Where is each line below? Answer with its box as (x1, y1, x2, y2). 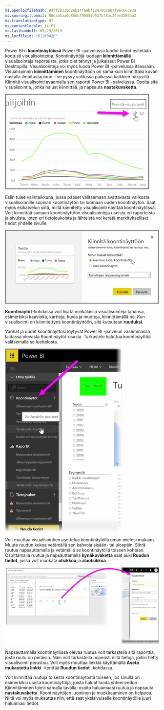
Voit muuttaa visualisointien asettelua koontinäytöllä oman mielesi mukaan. (5, 537, 155, 543)
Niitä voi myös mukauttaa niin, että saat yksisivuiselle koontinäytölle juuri (5, 695, 151, 701)
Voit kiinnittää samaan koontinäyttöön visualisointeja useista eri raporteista (5, 210, 155, 215)
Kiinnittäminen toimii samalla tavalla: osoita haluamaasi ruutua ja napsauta (5, 685, 154, 691)
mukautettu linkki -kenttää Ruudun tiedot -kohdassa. (5, 665, 114, 671)
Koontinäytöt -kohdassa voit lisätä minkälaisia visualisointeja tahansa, (5, 309, 145, 315)
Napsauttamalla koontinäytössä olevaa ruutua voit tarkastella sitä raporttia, (5, 649, 155, 655)
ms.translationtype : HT (5, 18, 54, 23)
